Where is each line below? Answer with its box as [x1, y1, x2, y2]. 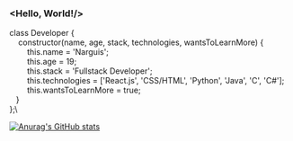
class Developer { [9, 28, 75, 39]
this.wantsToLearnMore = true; [26, 84, 141, 96]
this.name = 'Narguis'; [26, 47, 110, 57]
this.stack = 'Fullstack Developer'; [26, 66, 153, 76]
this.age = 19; [26, 57, 77, 67]
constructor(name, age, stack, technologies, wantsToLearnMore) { [17, 37, 264, 48]
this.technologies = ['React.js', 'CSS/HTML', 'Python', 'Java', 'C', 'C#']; [26, 75, 285, 86]
